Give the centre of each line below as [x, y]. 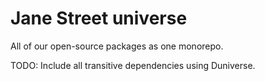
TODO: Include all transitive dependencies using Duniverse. [133, 65]
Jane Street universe [99, 18]
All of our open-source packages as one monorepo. [117, 46]
